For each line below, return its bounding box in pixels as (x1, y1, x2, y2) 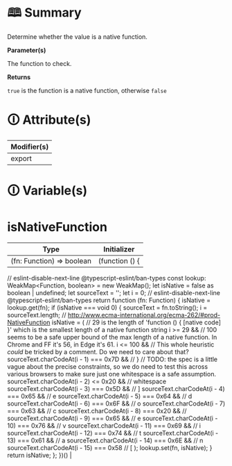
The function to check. (7, 59, 72, 67)
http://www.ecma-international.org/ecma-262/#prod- (67, 311, 220, 319)
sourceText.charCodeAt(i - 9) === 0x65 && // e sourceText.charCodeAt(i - (7, 414, 218, 422)
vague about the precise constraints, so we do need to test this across (7, 363, 208, 371)
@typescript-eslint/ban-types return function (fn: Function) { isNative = (7, 296, 211, 304)
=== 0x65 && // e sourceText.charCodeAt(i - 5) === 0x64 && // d (7, 392, 193, 400)
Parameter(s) (7, 46, 46, 54)
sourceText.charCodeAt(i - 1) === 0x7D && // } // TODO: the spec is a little (7, 355, 218, 363)
